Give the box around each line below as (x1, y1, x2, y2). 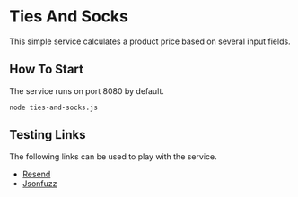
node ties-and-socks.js (9, 103, 99, 112)
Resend (22, 168, 51, 179)
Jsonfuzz (22, 177, 57, 189)
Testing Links (9, 127, 86, 142)
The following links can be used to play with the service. (9, 150, 217, 162)
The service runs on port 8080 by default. (9, 85, 164, 96)
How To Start (9, 62, 83, 77)
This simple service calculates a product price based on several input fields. (9, 36, 291, 47)
